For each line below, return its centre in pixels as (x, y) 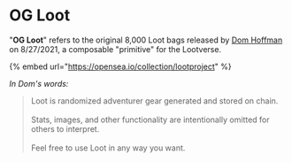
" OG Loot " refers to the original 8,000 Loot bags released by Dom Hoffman (146, 40)
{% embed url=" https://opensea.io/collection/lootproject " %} (120, 66)
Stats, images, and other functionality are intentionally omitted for (150, 120)
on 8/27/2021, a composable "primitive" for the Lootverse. (115, 49)
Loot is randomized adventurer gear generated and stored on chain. (154, 100)
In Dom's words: (39, 83)
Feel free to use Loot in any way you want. (108, 148)
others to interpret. (65, 128)
